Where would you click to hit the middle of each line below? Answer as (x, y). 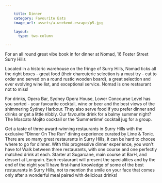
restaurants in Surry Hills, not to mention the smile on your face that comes (80, 170)
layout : (21, 32)
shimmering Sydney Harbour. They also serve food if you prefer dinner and (80, 109)
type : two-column (35, 36)
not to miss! (17, 89)
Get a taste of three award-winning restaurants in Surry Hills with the (74, 129)
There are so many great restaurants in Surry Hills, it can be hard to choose (80, 139)
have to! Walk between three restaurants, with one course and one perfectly (81, 150)
